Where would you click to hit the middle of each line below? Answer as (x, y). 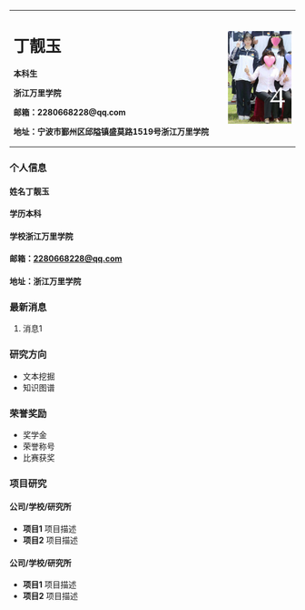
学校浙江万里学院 (41, 236)
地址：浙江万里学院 (45, 281)
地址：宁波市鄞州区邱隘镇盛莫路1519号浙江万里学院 (111, 131)
